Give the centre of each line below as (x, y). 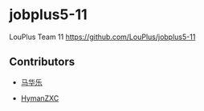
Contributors (42, 62)
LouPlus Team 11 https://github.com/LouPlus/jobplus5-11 (102, 37)
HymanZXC (40, 98)
